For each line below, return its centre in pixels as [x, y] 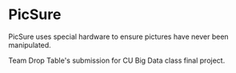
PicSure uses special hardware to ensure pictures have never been [119, 36]
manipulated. [30, 44]
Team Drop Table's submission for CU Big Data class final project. [117, 60]
